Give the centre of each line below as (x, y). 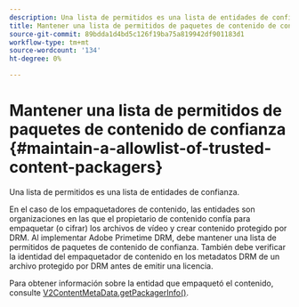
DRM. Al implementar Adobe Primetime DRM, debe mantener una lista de (143, 238)
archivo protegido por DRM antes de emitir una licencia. (111, 266)
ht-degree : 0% (36, 59)
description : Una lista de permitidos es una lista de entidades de (139, 17)
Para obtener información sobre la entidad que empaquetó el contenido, (141, 283)
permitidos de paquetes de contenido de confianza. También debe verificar (148, 246)
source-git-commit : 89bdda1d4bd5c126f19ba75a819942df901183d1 (127, 34)
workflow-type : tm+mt (49, 42)
